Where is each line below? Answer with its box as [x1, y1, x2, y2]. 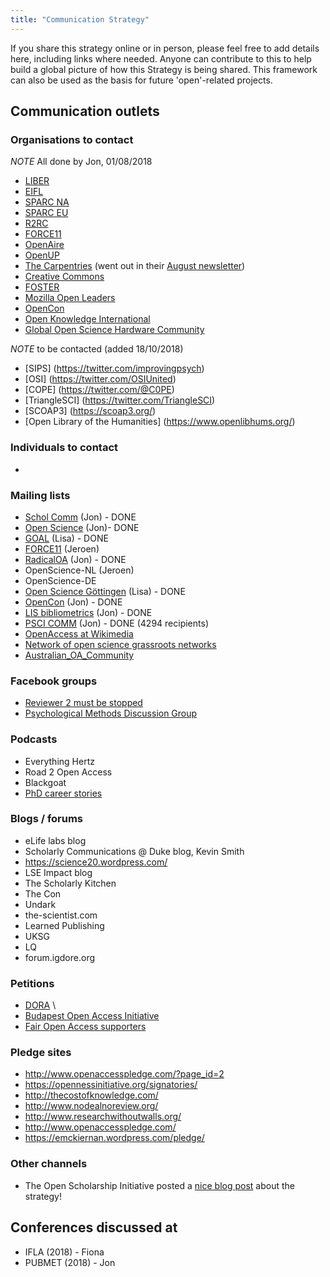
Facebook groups [10, 674, 98, 688]
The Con [24, 887, 62, 900]
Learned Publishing [24, 919, 105, 931]
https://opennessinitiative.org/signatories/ [24, 1079, 198, 1091]
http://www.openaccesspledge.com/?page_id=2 [24, 1068, 225, 1080]
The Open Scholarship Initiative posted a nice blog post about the [24, 1179, 295, 1191]
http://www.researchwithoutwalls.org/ [24, 1111, 182, 1123]
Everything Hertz [24, 755, 95, 767]
